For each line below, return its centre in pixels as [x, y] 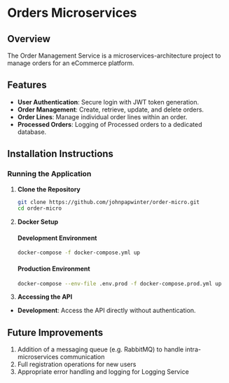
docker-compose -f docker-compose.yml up [79, 253]
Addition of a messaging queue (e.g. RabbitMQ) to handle [100, 349]
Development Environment [57, 238]
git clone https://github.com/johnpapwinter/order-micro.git [109, 202]
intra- [193, 349]
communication [82, 357]
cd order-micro [40, 208]
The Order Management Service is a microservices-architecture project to [114, 55]
